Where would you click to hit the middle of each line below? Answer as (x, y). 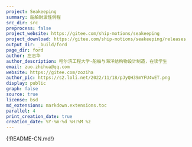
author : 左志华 (23, 56)
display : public (26, 84)
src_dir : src (22, 23)
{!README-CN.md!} (30, 139)
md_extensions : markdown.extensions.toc (57, 105)
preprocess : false (29, 28)
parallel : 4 (21, 111)
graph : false (22, 89)
